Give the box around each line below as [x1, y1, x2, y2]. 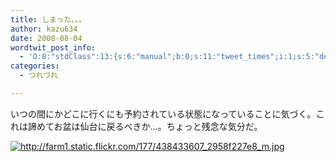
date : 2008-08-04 [10, 33, 83, 43]
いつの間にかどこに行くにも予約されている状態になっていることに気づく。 [10, 107, 317, 120]
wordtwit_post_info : [10, 42, 97, 53]
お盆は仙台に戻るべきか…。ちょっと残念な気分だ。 [53, 120, 263, 132]
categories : [10, 61, 60, 71]
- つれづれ [19, 71, 58, 81]
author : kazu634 [10, 24, 78, 34]
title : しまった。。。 [10, 14, 87, 25]
